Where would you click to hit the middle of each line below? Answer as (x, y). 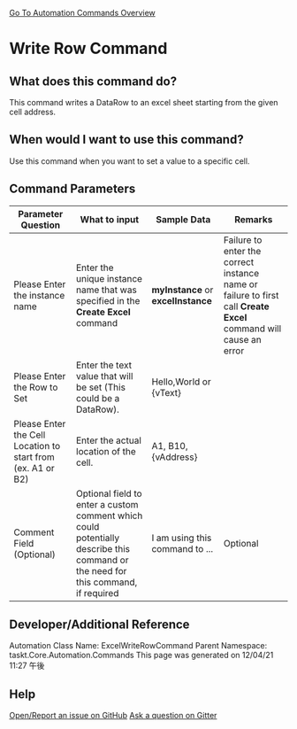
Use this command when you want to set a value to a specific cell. (129, 161)
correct (239, 262)
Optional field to (110, 493)
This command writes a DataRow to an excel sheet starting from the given (144, 102)
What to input (110, 219)
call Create (247, 306)
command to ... (183, 548)
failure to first (251, 295)
